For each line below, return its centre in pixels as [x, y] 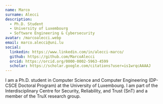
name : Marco [17, 10]
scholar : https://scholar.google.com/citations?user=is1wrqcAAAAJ [80, 66]
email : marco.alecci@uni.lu [34, 43]
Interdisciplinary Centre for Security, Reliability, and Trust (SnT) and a [76, 91]
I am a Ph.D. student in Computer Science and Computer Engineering [76, 80]
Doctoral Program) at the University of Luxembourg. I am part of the [88, 85]
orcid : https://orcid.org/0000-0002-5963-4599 [59, 61]
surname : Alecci [22, 15]
